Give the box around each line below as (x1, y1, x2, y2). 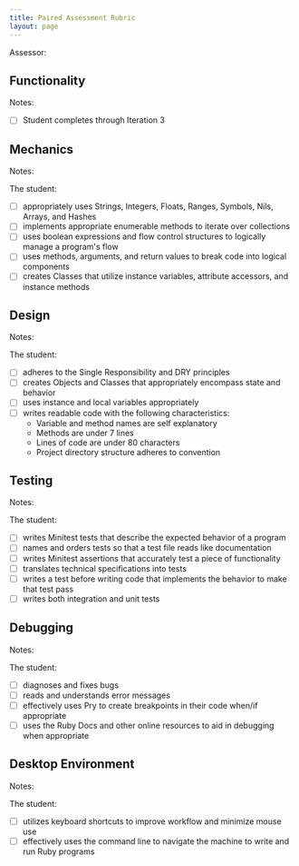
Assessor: (9, 46, 47, 57)
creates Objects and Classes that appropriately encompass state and (22, 377, 281, 388)
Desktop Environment (9, 756, 135, 772)
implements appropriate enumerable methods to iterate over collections (22, 221, 291, 232)
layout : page (9, 22, 59, 31)
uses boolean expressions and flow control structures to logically (22, 231, 266, 242)
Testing (9, 473, 53, 488)
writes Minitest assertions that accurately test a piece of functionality (22, 552, 281, 563)
